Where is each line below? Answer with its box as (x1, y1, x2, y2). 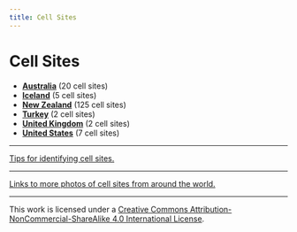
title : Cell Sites (9, 12, 77, 22)
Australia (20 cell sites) (21, 81, 109, 91)
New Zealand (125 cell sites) (21, 99, 126, 110)
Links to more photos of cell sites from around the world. (9, 178, 216, 189)
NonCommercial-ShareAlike (9, 213, 110, 224)
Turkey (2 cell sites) (21, 108, 95, 120)
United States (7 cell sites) (21, 128, 120, 138)
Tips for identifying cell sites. (9, 152, 115, 164)
